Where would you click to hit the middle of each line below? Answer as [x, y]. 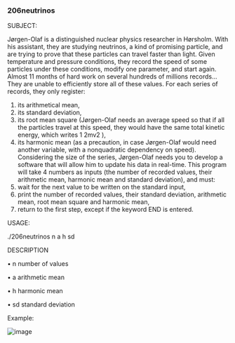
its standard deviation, [49, 113]
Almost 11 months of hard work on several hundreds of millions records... [112, 76]
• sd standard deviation [41, 304]
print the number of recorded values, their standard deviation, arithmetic [122, 194]
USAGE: [19, 223]
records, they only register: [46, 92]
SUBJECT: [22, 26]
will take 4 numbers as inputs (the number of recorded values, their [115, 172]
